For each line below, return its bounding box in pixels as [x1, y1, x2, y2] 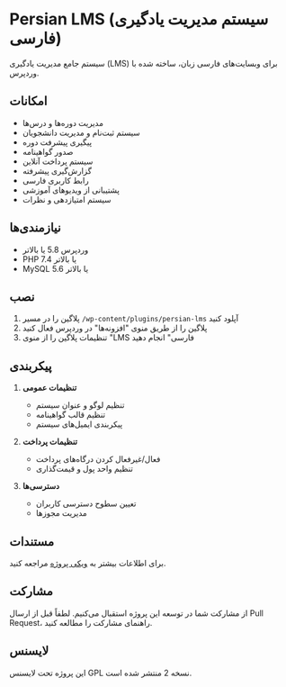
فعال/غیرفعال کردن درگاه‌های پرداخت [35, 454, 161, 465]
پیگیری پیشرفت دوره [22, 136, 93, 148]
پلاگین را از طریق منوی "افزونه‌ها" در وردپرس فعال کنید [22, 322, 208, 333]
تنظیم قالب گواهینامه [35, 410, 106, 420]
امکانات [9, 94, 48, 109]
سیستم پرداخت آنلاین [22, 156, 94, 167]
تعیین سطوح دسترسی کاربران [35, 498, 137, 509]
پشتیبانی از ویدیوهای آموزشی [22, 185, 120, 195]
